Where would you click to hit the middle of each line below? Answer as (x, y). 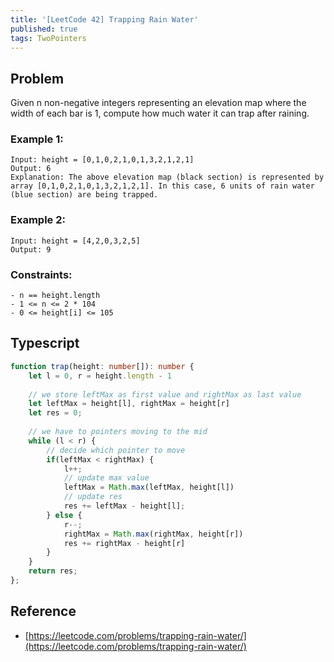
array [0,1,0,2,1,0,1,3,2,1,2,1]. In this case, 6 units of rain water (162, 186)
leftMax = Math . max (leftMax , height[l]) (149, 487)
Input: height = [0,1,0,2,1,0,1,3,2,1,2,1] (102, 160)
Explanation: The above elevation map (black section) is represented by (167, 177)
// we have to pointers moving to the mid (118, 432)
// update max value (106, 478)
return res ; (53, 571)
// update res (93, 497)
